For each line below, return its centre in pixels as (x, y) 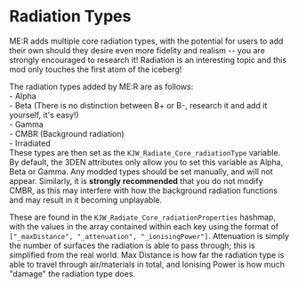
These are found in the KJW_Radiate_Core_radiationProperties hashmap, (142, 217)
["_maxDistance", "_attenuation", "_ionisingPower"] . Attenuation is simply (149, 236)
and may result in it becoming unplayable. (86, 200)
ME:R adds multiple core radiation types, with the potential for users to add (146, 41)
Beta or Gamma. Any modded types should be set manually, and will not (141, 172)
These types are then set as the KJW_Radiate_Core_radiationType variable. (145, 152)
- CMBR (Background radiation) (67, 133)
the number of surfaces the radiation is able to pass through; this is (132, 245)
